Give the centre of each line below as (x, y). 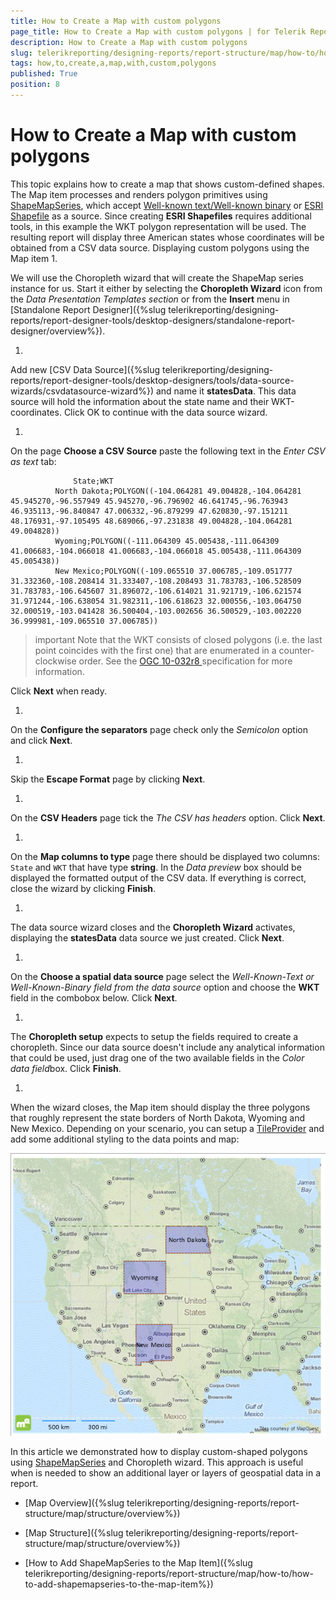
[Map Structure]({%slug (74, 1532)
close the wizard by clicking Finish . (83, 888)
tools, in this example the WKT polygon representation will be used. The (158, 226)
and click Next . (41, 740)
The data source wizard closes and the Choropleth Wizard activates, (153, 927)
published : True (44, 74)
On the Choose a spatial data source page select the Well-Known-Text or (162, 976)
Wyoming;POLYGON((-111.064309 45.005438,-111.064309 (167, 541)
